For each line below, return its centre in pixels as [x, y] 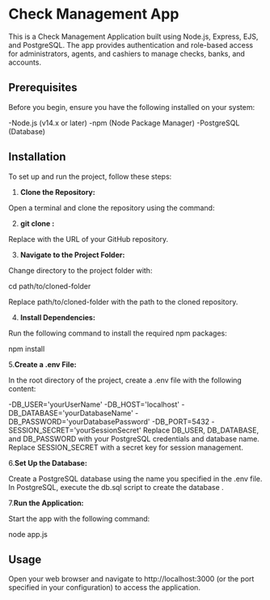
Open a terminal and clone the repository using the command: [112, 208]
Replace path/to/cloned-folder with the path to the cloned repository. [123, 302]
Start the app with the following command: [79, 518]
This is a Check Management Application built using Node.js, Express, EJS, [133, 36]
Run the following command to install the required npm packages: [118, 333]
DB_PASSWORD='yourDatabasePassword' [80, 421]
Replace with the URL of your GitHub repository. [88, 239]
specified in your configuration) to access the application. [104, 588]
